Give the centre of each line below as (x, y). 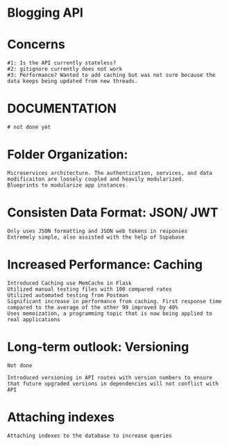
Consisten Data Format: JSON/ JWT (113, 213)
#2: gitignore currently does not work (65, 69)
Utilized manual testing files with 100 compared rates (90, 289)
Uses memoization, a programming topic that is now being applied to (110, 314)
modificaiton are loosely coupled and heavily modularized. (96, 179)
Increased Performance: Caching (105, 265)
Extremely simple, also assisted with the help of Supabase (96, 237)
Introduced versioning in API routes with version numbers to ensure (110, 377)
